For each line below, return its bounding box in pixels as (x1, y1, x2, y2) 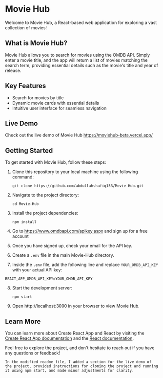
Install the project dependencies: (12, 210, 79, 216)
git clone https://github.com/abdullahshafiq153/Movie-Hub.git (12, 183, 144, 189)
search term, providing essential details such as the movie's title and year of (5, 62, 159, 68)
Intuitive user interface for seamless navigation (12, 105, 107, 111)
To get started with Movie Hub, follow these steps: (5, 159, 106, 165)
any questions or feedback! (5, 350, 60, 356)
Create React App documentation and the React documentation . (5, 335, 134, 341)
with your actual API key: (12, 267, 62, 273)
